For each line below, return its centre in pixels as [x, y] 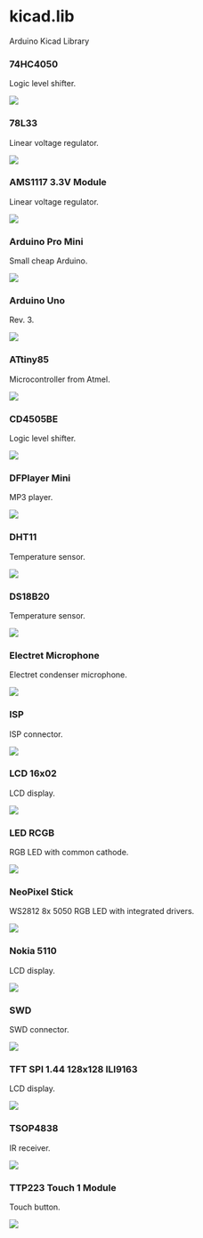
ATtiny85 [29, 360]
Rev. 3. [22, 320]
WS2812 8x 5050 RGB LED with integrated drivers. [102, 911]
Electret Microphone [54, 655]
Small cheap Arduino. [49, 261]
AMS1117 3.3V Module [58, 182]
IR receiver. [30, 1148]
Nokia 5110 [33, 951]
